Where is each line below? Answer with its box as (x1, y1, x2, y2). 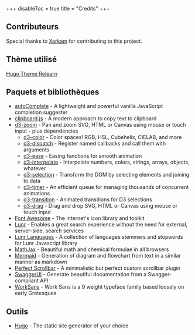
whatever (23, 165, 46, 172)
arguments (23, 146, 50, 153)
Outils (6, 306, 29, 316)
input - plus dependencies (14, 127, 78, 134)
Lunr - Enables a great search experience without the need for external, (14, 221, 188, 228)
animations (23, 190, 50, 197)
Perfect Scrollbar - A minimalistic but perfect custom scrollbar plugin (14, 265, 180, 272)
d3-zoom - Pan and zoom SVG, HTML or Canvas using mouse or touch (14, 121, 186, 128)
